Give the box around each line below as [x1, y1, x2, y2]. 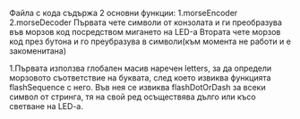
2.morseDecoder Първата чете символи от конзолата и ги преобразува [9, 17, 282, 28]
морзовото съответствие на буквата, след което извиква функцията [9, 72, 271, 83]
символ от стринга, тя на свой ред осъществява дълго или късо [9, 91, 257, 102]
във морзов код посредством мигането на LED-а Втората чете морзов [9, 27, 281, 37]
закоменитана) [9, 46, 67, 56]
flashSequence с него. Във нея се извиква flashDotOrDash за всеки [9, 82, 266, 92]
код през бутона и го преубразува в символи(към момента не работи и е [9, 36, 291, 47]
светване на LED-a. [9, 101, 83, 111]
